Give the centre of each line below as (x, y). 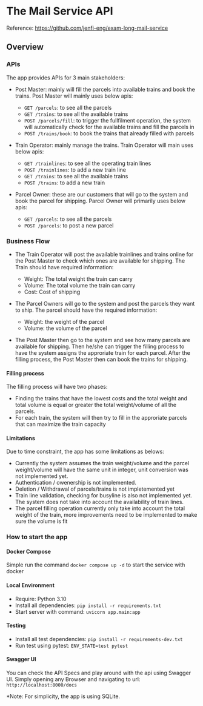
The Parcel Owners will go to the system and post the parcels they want (105, 303)
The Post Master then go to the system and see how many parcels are (103, 340)
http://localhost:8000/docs (42, 685)
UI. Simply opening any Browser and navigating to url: (73, 679)
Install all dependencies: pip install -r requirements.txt (88, 605)
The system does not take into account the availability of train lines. (99, 502)
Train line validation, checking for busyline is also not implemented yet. (104, 496)
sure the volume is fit (41, 521)
